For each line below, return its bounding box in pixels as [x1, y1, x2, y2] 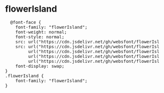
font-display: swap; [15, 63, 64, 69]
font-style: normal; [15, 34, 64, 39]
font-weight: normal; [15, 29, 67, 35]
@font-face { [10, 19, 41, 25]
